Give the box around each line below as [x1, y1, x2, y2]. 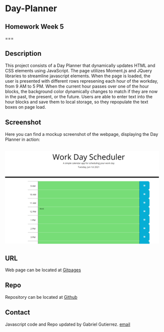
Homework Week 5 [5, 22, 64, 31]
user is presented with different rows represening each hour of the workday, [5, 78, 159, 84]
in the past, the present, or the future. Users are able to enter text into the [5, 93, 153, 99]
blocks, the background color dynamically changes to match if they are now [5, 89, 158, 94]
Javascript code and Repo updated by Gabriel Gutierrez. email [5, 321, 130, 327]
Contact [5, 309, 30, 317]
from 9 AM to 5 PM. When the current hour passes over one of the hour [5, 83, 149, 89]
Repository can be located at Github [5, 294, 78, 300]
